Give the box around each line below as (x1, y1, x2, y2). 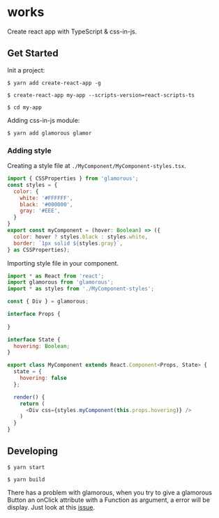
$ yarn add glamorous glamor (7, 130, 92, 137)
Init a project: (7, 66, 45, 74)
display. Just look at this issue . (7, 503, 96, 511)
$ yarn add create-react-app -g (7, 79, 101, 86)
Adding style (7, 146, 52, 155)
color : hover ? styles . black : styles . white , (13, 233, 149, 241)
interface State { (7, 336, 61, 343)
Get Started (7, 47, 59, 59)
